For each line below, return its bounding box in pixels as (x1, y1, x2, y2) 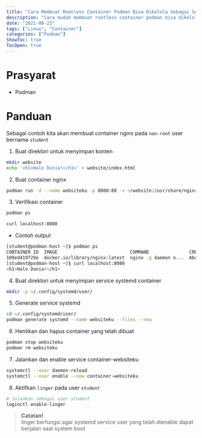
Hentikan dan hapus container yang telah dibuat (14, 328, 134, 335)
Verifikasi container (14, 198, 63, 206)
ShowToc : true (6, 37, 42, 43)
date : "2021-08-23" (6, 20, 55, 26)
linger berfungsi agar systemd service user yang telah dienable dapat (20, 419, 194, 426)
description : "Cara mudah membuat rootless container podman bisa (6, 14, 176, 21)
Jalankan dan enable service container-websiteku (14, 355, 139, 363)
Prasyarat (6, 69, 56, 82)
